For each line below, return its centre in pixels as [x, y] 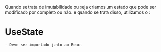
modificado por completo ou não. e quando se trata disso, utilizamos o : [78, 12]
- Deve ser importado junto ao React [44, 45]
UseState [24, 32]
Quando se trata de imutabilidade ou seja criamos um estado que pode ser [80, 7]
